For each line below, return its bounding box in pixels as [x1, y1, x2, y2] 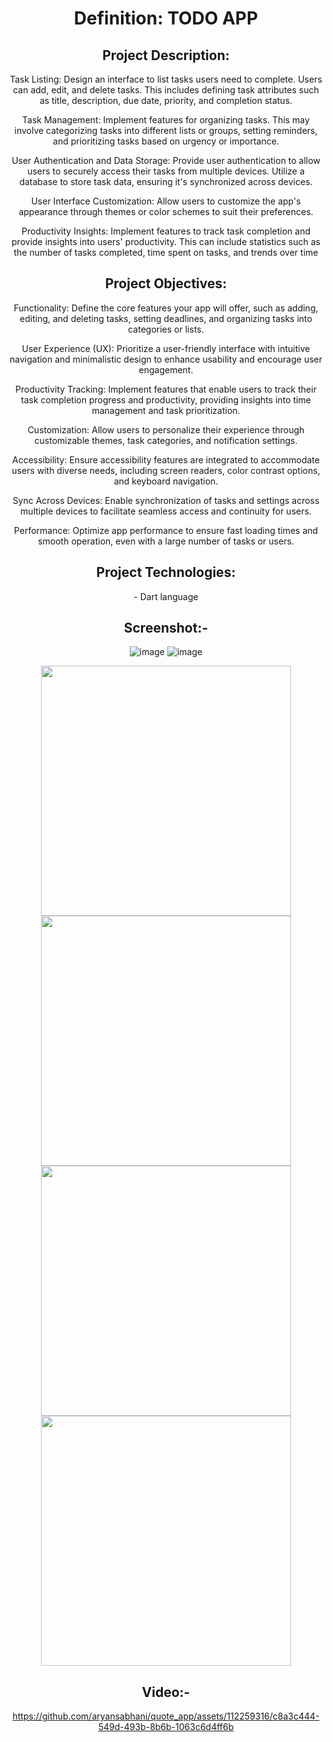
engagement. [138, 363, 194, 376]
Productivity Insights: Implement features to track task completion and [21, 225, 311, 237]
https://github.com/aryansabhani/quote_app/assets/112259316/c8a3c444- [12, 1710, 320, 1722]
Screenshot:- [123, 620, 209, 637]
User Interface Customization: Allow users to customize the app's [31, 195, 301, 207]
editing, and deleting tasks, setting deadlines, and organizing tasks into [19, 312, 313, 324]
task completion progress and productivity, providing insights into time [21, 393, 311, 406]
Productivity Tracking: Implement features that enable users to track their [15, 383, 317, 395]
